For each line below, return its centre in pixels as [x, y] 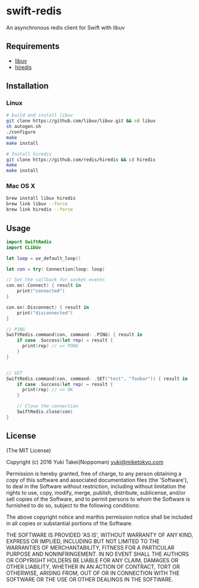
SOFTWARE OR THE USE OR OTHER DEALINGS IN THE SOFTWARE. [90, 579]
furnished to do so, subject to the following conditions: [73, 505]
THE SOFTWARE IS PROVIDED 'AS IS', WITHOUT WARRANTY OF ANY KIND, [100, 535]
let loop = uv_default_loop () [44, 258]
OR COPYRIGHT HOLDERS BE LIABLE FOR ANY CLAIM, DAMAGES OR [92, 560]
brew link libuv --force [37, 204]
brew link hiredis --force [40, 210]
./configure [21, 132]
